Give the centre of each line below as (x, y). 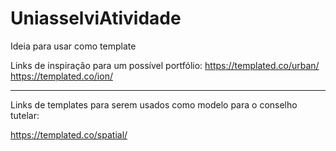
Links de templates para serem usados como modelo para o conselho (154, 104)
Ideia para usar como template (73, 46)
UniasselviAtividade (96, 18)
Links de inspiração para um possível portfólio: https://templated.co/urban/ (165, 65)
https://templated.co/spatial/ (69, 134)
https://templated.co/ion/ (61, 76)
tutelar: (25, 115)
